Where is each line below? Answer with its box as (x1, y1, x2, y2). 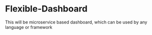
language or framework (5, 24, 52, 30)
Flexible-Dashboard (5, 3, 88, 14)
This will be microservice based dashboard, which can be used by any (5, 19, 148, 25)
